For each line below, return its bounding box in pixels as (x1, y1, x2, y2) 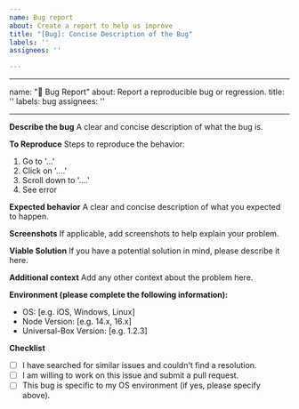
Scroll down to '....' (21, 175, 91, 186)
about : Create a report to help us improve (9, 21, 174, 30)
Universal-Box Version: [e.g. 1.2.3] (21, 325, 148, 336)
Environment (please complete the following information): (9, 290, 229, 301)
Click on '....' (21, 165, 68, 176)
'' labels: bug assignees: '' (9, 96, 105, 107)
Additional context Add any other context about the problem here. (9, 272, 254, 283)
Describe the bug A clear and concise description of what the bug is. (9, 122, 263, 132)
